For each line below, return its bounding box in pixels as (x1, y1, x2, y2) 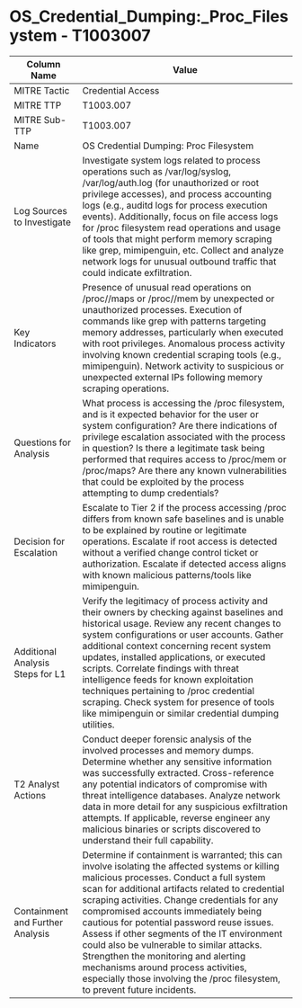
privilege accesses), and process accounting (82, 187, 272, 200)
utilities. (82, 718, 115, 730)
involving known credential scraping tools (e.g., (82, 348, 281, 361)
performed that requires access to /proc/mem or (82, 452, 287, 465)
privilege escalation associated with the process (82, 430, 286, 442)
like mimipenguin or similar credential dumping (82, 707, 280, 719)
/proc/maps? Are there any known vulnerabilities (82, 464, 288, 477)
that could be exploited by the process (82, 475, 244, 487)
